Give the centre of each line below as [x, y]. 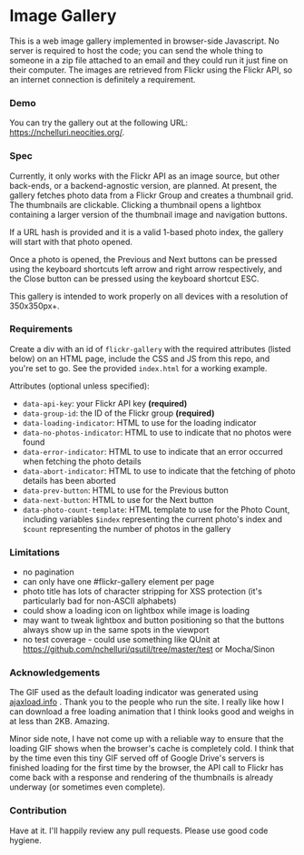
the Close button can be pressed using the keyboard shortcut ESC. [135, 279]
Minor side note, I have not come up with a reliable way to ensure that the [147, 739]
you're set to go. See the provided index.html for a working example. [138, 368]
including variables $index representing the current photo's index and [152, 519]
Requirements [41, 329]
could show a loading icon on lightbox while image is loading [136, 611]
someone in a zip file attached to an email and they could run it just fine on [149, 60]
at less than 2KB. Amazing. [60, 722]
